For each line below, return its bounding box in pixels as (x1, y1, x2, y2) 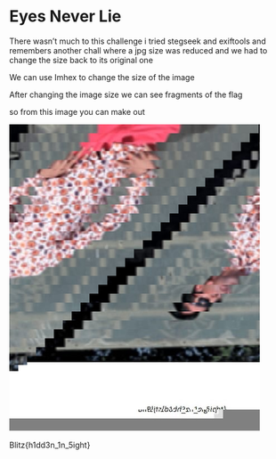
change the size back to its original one (9, 54, 154, 65)
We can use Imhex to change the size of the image (9, 71, 195, 82)
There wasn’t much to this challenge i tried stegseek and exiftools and (9, 36, 267, 46)
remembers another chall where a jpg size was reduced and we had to (9, 45, 268, 55)
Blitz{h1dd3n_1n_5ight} (9, 439, 91, 450)
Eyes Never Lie (9, 6, 122, 27)
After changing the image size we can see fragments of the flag (9, 89, 243, 100)
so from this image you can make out (9, 106, 145, 117)
